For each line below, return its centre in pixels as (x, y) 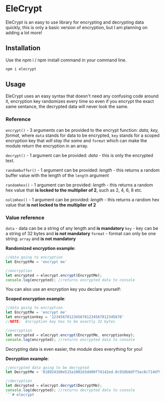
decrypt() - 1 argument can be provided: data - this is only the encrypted (79, 155)
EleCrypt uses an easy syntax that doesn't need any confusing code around (82, 96)
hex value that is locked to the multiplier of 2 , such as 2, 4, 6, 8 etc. (74, 190)
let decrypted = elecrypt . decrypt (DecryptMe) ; (54, 386)
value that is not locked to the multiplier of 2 (51, 205)
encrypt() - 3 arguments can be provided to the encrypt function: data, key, (82, 130)
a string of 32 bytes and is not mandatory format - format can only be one (81, 234)
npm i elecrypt (21, 69)
